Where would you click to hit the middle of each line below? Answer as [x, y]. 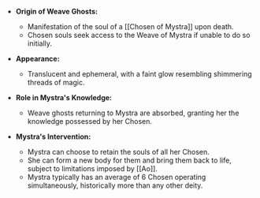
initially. [40, 43]
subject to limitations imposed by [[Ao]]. [92, 168]
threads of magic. [56, 82]
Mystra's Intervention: [53, 136]
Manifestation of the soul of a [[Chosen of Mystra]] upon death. [130, 26]
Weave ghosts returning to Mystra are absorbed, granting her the [133, 113]
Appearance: [38, 59]
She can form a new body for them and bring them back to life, [130, 160]
